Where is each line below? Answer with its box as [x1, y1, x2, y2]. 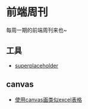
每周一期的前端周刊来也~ [6, 26, 67, 34]
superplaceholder [14, 62, 58, 69]
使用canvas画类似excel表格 [14, 96, 82, 103]
